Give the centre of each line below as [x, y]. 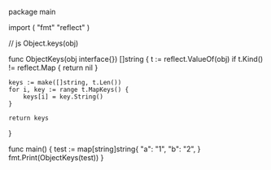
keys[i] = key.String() [63, 97]
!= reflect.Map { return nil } [53, 68]
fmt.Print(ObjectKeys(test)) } [56, 157]
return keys [28, 118]
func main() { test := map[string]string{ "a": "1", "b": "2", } [105, 149]
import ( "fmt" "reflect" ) [49, 27]
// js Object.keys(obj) [44, 43]
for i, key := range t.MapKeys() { [69, 89]
